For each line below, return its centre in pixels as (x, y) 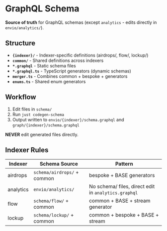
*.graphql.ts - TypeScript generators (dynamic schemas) (72, 71)
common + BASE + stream (120, 201)
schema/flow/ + (51, 201)
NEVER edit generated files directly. (42, 134)
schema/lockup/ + (54, 215)
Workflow (21, 97)
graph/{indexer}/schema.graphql (46, 125)
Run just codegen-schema (38, 114)
